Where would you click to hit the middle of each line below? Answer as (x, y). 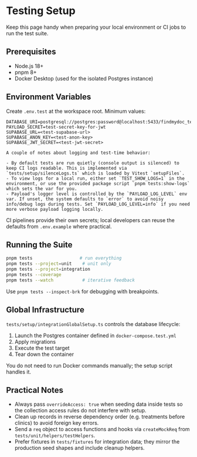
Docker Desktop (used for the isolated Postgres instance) (84, 78)
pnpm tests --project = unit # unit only (59, 264)
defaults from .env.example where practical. (59, 226)
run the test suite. (27, 33)
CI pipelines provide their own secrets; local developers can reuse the (90, 220)
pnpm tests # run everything (64, 258)
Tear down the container (44, 354)
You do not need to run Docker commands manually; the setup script (89, 365)
